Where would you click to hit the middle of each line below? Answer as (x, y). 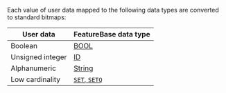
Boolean (24, 46)
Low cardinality (36, 80)
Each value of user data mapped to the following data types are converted (113, 10)
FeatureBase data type (112, 34)
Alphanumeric (34, 68)
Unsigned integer (39, 57)
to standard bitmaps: (37, 17)
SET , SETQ (88, 80)
